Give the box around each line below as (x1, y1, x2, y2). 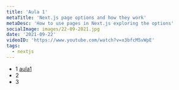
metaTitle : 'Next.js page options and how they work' (6, 15, 147, 21)
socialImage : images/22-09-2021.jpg (6, 26, 100, 32)
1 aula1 (15, 65, 32, 72)
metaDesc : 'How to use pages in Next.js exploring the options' (6, 20, 174, 26)
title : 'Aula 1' (6, 9, 48, 15)
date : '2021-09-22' (6, 32, 56, 38)
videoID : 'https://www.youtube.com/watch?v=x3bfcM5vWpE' (6, 37, 155, 43)
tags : (6, 43, 20, 49)
